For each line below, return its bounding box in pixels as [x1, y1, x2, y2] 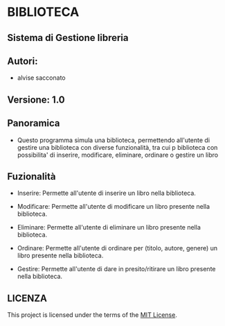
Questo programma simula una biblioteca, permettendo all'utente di [17, 136, 210, 144]
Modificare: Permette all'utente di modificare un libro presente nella [17, 203, 210, 211]
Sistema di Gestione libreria [7, 32, 129, 44]
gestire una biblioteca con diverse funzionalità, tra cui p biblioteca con [17, 143, 218, 151]
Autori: [7, 55, 38, 67]
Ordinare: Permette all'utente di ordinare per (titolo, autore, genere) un [17, 244, 218, 252]
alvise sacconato [17, 74, 66, 82]
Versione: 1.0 [7, 94, 65, 105]
